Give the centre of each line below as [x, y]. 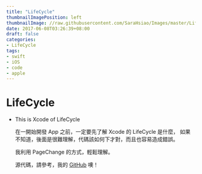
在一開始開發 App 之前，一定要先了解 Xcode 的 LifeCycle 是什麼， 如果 [103, 132]
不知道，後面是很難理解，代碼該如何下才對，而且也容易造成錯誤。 [96, 139]
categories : [21, 40]
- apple [16, 73]
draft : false [23, 34]
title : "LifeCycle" [31, 12]
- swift [16, 56]
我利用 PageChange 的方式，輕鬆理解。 [64, 152]
